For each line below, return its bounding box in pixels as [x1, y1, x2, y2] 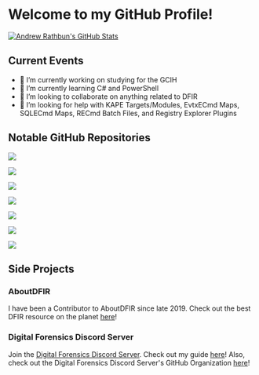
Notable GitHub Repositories [8, 131, 151, 144]
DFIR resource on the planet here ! [8, 312, 118, 322]
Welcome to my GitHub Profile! [8, 5, 213, 24]
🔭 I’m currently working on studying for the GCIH [19, 75, 177, 84]
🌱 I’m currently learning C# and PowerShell [19, 83, 159, 93]
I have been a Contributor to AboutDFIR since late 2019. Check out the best [8, 304, 251, 313]
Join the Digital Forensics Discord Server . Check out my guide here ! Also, [8, 349, 246, 359]
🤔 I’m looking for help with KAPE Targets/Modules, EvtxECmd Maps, [19, 100, 239, 109]
